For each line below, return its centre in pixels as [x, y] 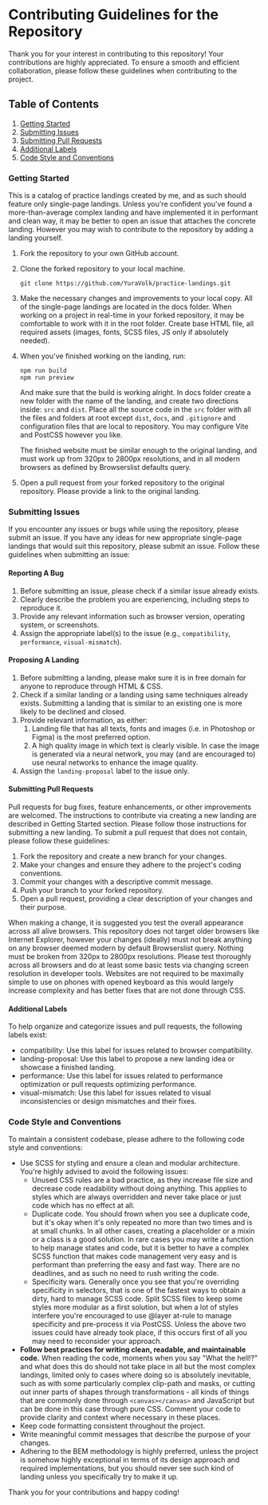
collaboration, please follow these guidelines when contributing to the [123, 70]
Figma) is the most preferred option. [91, 737]
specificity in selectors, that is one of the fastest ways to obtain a [138, 1290]
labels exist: [28, 1035]
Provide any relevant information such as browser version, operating [132, 616]
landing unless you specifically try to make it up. [99, 1477]
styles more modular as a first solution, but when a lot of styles [135, 1307]
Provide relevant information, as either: [83, 720]
